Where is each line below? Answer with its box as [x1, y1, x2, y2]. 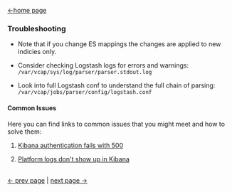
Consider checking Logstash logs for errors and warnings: [17, 61, 189, 70]
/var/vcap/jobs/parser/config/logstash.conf [17, 89, 152, 96]
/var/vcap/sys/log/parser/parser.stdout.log [17, 69, 152, 76]
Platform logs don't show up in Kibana [17, 154, 130, 163]
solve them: [7, 127, 42, 136]
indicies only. [17, 48, 57, 56]
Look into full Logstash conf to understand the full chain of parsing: [17, 81, 216, 90]
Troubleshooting [7, 23, 66, 33]
